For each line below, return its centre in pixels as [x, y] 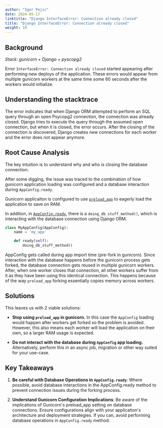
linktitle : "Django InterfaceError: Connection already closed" [72, 19]
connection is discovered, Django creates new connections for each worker [81, 132]
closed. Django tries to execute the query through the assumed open [74, 122]
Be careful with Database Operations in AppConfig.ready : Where [77, 380]
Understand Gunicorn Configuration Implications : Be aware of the [80, 399]
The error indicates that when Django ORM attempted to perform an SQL [78, 111]
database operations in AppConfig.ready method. [61, 420]
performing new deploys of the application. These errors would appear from [81, 74]
